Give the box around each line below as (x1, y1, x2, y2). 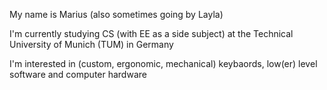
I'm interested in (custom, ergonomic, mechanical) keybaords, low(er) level (9, 58, 318, 69)
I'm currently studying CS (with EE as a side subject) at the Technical (9, 28, 294, 39)
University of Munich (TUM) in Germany (9, 39, 174, 50)
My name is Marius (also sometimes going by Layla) (9, 9, 224, 20)
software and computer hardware (9, 69, 147, 80)
